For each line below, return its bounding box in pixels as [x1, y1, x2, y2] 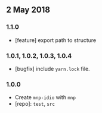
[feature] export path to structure [14, 36, 97, 44]
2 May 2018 [6, 5, 51, 15]
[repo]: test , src [14, 100, 55, 108]
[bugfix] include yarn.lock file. [14, 65, 91, 72]
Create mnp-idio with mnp [14, 94, 76, 101]
